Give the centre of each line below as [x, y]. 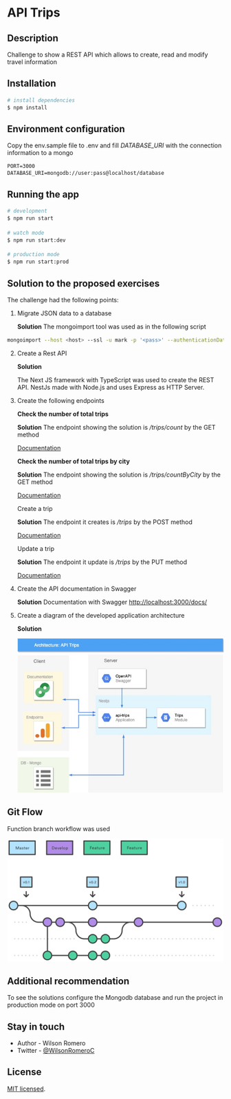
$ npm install [27, 107]
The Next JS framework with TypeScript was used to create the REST [115, 379]
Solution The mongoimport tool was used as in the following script [111, 326]
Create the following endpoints [60, 400]
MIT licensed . [26, 1089]
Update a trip [36, 548]
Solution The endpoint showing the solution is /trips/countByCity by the [119, 474]
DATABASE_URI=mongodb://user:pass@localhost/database [86, 174]
